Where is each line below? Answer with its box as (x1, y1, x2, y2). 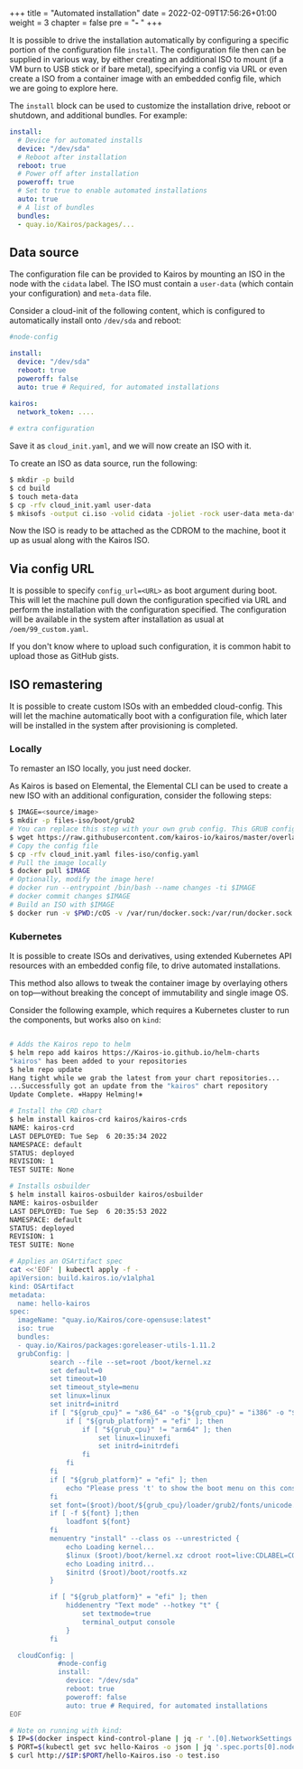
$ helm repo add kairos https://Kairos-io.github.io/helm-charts (9, 1048, 260, 1057)
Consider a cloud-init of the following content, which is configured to (9, 306, 266, 316)
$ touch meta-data (9, 492, 78, 501)
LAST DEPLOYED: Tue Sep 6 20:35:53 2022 (9, 1207, 168, 1216)
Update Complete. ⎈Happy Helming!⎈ (9, 1090, 143, 1099)
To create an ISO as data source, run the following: (9, 458, 198, 469)
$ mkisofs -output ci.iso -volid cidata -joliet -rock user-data (9, 509, 260, 518)
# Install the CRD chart (9, 1106, 103, 1115)
